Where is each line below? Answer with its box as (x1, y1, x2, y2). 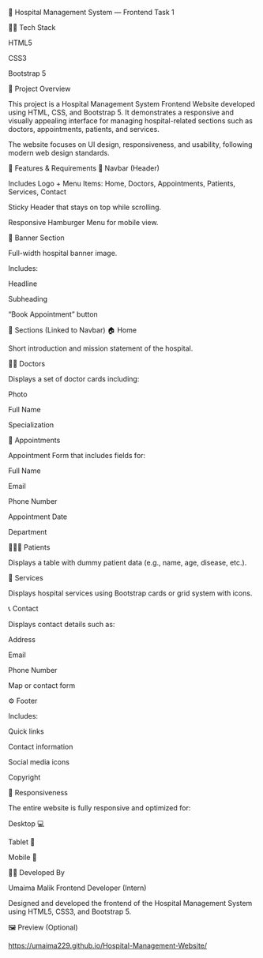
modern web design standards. (8, 148, 110, 157)
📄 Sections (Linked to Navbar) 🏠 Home (8, 325, 137, 335)
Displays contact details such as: (8, 620, 115, 629)
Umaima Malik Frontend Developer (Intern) (8, 883, 147, 892)
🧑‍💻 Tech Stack (8, 23, 56, 32)
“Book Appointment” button (8, 310, 99, 319)
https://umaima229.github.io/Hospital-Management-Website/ (8, 941, 208, 950)
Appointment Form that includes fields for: (8, 451, 146, 460)
